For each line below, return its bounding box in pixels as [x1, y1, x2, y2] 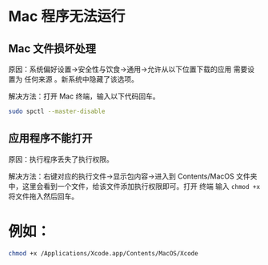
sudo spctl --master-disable [8, 107, 106, 115]
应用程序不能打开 [8, 131, 93, 145]
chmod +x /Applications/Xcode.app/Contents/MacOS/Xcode [8, 249, 198, 257]
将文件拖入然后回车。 [8, 191, 78, 201]
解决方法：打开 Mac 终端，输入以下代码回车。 [8, 91, 160, 101]
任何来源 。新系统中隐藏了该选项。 [23, 74, 138, 84]
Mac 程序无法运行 [8, 7, 126, 26]
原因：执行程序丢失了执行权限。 [8, 154, 114, 164]
